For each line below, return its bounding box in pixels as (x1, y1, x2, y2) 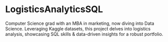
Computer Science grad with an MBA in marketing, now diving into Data (5, 20, 155, 26)
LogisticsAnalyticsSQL (5, 4, 103, 15)
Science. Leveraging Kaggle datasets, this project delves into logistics (5, 25, 151, 31)
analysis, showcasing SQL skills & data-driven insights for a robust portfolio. (5, 31, 163, 37)
